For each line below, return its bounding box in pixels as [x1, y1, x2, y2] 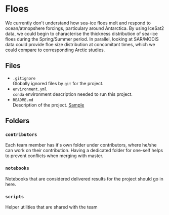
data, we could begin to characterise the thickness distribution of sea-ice [5, 30, 158, 37]
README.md [12, 97, 34, 102]
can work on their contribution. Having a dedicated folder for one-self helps [5, 148, 163, 154]
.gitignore [12, 76, 36, 81]
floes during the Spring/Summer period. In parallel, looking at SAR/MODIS [5, 36, 159, 42]
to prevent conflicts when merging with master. [5, 153, 104, 159]
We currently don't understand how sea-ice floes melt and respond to [5, 20, 151, 26]
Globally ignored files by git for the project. [12, 80, 104, 86]
